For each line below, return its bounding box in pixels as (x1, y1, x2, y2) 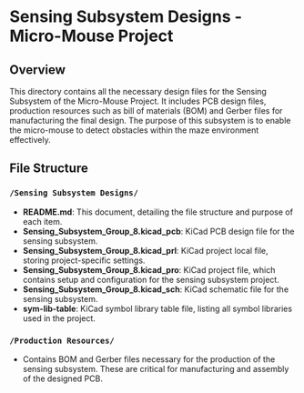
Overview (9, 62, 66, 77)
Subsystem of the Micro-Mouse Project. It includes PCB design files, (9, 96, 267, 106)
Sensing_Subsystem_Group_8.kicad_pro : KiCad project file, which (22, 264, 276, 275)
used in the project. (22, 312, 96, 324)
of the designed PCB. (22, 373, 103, 384)
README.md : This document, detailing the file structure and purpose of (22, 207, 294, 217)
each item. (22, 216, 63, 227)
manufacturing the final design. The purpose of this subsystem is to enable (9, 116, 291, 126)
